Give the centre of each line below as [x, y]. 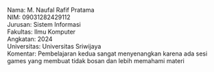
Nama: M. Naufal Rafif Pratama [51, 10]
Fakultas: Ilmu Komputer [41, 32]
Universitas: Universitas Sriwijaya [54, 46]
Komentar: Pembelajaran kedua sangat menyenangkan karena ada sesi [107, 53]
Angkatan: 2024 [30, 39]
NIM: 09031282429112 [39, 17]
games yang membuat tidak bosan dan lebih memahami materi [96, 61]
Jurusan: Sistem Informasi [44, 24]
